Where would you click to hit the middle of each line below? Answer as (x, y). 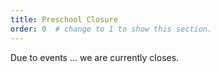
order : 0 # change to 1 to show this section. (111, 29)
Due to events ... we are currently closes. (95, 57)
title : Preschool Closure (64, 19)
